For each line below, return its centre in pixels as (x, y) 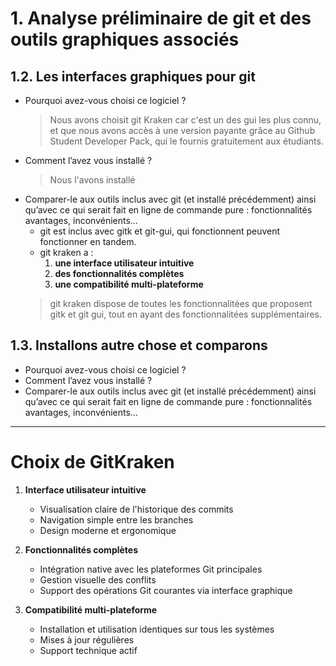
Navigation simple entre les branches (116, 519)
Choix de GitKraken (92, 462)
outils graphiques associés (125, 39)
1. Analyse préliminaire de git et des (161, 18)
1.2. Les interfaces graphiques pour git (133, 76)
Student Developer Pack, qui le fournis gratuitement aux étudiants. (186, 141)
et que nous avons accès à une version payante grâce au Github (182, 130)
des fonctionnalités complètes (119, 273)
